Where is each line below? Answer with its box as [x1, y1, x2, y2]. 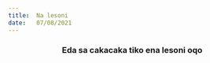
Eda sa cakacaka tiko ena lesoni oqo [61, 45, 203, 56]
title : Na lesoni [8, 11, 68, 20]
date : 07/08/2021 [8, 19, 72, 27]
